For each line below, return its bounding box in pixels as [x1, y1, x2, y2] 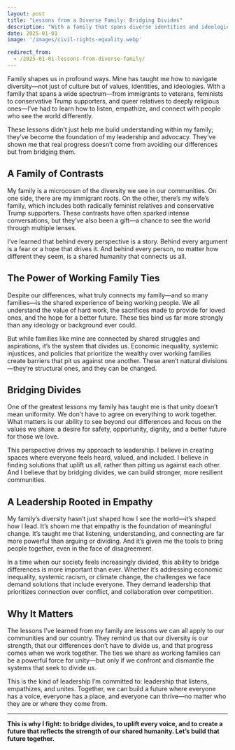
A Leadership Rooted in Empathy [7, 496, 153, 508]
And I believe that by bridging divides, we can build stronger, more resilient [7, 468, 223, 476]
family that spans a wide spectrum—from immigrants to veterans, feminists [7, 89, 224, 98]
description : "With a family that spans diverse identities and [7, 23, 199, 30]
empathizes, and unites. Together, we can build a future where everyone [7, 684, 216, 693]
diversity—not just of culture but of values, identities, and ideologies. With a [7, 82, 226, 90]
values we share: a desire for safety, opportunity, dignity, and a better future [7, 425, 227, 434]
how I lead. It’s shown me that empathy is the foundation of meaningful [7, 522, 212, 530]
